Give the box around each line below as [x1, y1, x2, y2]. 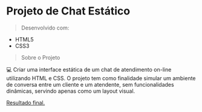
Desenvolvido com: [21, 24, 70, 31]
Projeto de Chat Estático [6, 4, 131, 18]
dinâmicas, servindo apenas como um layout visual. [6, 87, 135, 95]
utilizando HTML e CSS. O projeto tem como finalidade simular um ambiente [6, 74, 196, 82]
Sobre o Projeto [21, 54, 60, 61]
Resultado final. [6, 99, 45, 106]
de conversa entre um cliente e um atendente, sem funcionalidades [6, 81, 174, 88]
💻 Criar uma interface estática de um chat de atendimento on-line [6, 66, 172, 73]
